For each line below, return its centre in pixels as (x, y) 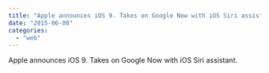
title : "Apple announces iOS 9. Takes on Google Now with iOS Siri (123, 15)
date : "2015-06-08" (41, 23)
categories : (28, 30)
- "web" (28, 38)
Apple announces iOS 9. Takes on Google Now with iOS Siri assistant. (123, 60)
